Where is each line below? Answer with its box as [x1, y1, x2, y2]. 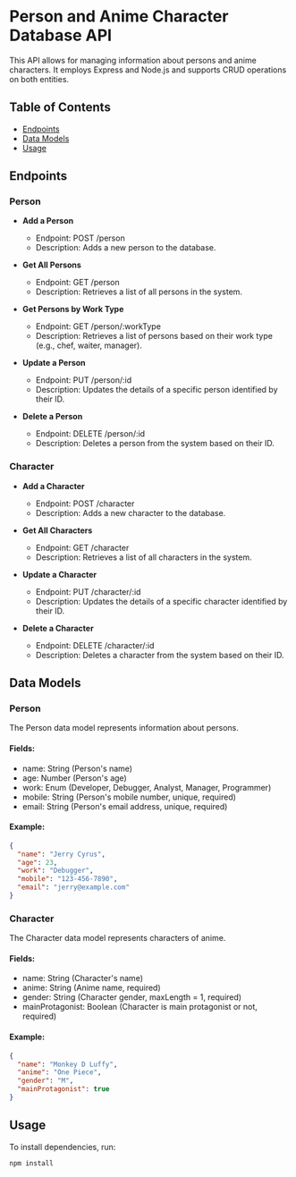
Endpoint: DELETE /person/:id [35, 428, 146, 439]
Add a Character [21, 480, 85, 491]
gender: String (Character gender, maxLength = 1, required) [21, 992, 242, 1003]
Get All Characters [21, 525, 93, 536]
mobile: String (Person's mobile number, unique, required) [21, 792, 237, 802]
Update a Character [21, 569, 97, 580]
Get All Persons [21, 259, 82, 270]
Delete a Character [21, 622, 94, 633]
